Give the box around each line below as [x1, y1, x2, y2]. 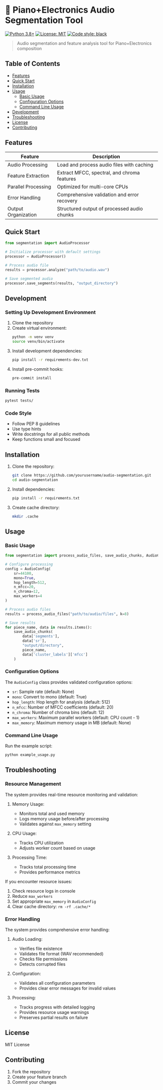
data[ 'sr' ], [22, 638, 47, 643]
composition [16, 45, 42, 51]
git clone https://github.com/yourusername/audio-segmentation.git [12, 473, 151, 477]
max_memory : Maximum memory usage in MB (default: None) [12, 719, 131, 726]
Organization [7, 211, 37, 218]
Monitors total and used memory [19, 811, 85, 816]
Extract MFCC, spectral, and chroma [57, 169, 140, 176]
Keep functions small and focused [12, 436, 81, 442]
